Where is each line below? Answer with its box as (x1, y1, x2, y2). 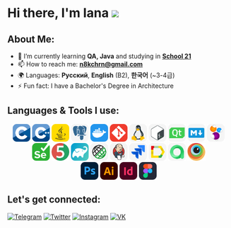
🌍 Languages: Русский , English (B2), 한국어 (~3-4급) (17, 71, 175, 79)
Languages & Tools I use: (7, 105, 120, 117)
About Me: (7, 33, 55, 45)
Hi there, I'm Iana (7, 5, 109, 21)
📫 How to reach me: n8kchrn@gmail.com (17, 60, 143, 68)
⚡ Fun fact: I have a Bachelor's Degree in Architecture (17, 81, 174, 90)
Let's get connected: (7, 193, 101, 206)
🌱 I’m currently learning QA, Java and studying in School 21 (17, 52, 191, 60)
